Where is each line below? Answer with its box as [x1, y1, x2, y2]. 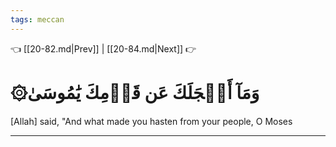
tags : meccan [10, 14, 65, 25]
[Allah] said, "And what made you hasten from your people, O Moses [10, 115, 293, 127]
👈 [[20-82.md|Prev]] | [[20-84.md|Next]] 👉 [10, 42, 197, 55]
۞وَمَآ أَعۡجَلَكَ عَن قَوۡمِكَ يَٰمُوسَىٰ [10, 81, 260, 104]
